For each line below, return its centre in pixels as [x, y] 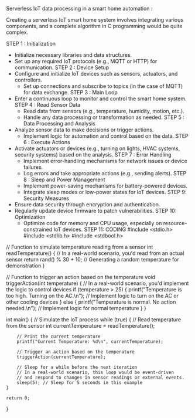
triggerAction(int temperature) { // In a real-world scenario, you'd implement [97, 283]
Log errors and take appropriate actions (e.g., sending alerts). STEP [105, 173]
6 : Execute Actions [47, 142]
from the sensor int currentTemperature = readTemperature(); [81, 326]
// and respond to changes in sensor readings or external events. [100, 378]
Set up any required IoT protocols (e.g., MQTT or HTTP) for [86, 61]
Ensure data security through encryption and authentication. [87, 204]
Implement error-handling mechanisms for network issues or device [105, 161]
